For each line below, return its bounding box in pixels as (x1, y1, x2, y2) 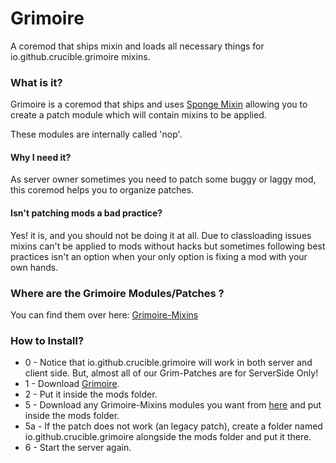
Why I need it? (10, 151, 72, 163)
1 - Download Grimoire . (24, 378, 120, 390)
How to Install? (10, 333, 85, 347)
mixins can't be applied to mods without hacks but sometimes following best (10, 240, 326, 252)
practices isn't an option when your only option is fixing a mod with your (10, 250, 308, 262)
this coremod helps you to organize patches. (10, 184, 195, 196)
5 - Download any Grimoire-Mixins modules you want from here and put (24, 399, 322, 411)
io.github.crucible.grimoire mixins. (10, 50, 151, 62)
